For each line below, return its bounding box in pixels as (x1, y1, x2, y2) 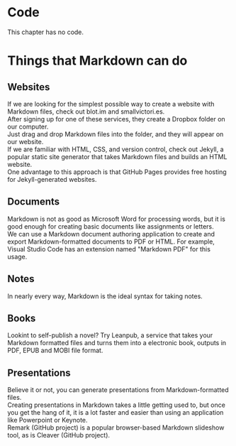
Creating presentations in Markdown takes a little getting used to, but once (7, 401, 225, 409)
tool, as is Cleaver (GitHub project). (7, 431, 111, 440)
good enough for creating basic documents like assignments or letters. (7, 222, 214, 231)
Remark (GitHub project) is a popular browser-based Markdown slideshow (7, 423, 225, 432)
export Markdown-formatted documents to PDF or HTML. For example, (7, 237, 215, 246)
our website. (7, 137, 44, 146)
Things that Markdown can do (7, 53, 188, 69)
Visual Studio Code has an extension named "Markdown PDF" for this (7, 244, 211, 253)
